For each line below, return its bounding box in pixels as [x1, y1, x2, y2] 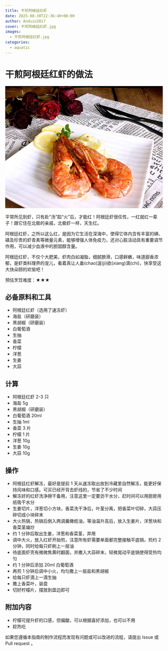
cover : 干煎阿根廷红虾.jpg [5, 24, 56, 29]
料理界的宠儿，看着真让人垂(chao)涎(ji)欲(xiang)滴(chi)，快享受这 [26, 260, 161, 266]
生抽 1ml [12, 419, 30, 425]
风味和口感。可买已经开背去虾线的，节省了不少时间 [16, 487, 122, 493]
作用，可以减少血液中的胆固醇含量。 [5, 243, 80, 249]
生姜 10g [12, 444, 30, 450]
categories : [5, 40, 30, 45]
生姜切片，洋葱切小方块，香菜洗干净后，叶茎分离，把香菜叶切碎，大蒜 [12, 506, 157, 512]
